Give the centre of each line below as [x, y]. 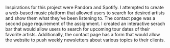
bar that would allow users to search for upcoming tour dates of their [78, 29]
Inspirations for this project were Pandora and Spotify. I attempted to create [85, 7]
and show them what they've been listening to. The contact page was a [80, 18]
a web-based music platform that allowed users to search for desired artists [85, 13]
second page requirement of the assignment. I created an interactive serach [85, 23]
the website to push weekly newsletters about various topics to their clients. [85, 40]
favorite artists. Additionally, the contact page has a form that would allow [83, 34]
